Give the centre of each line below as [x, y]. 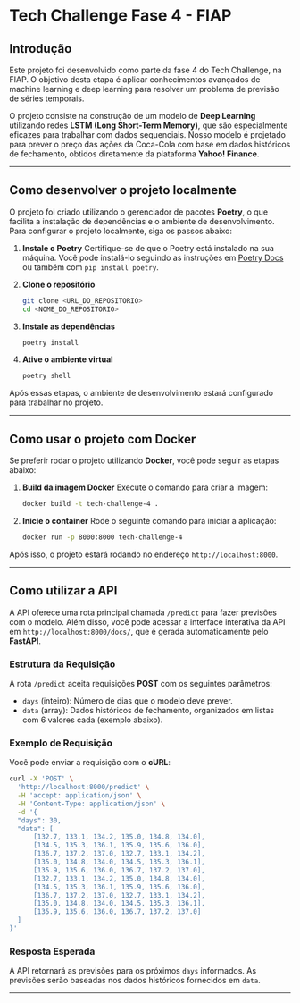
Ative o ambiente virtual [67, 359]
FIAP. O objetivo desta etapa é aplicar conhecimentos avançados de [135, 80]
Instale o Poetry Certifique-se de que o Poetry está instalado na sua [148, 248]
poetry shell [46, 376]
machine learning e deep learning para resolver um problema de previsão [144, 89]
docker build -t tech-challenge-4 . [90, 504]
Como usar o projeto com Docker [103, 439]
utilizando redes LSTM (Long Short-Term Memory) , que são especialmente [149, 125]
